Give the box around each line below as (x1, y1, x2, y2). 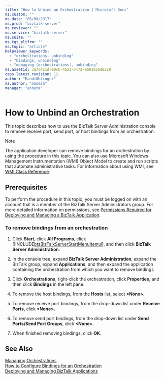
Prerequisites (5, 183, 47, 191)
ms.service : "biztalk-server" (5, 30, 67, 35)
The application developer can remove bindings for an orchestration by (5, 148, 149, 154)
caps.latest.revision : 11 (5, 72, 58, 77)
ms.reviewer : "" (5, 26, 38, 31)
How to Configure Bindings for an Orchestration (5, 363, 102, 369)
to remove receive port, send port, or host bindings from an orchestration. (5, 128, 155, 134)
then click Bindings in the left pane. (12, 281, 85, 287)
